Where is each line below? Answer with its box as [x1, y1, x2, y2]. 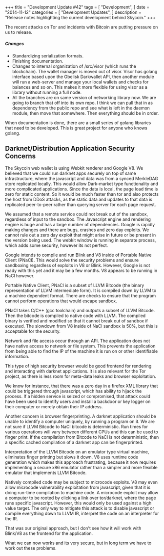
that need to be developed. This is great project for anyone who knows [5, 125, 147, 131]
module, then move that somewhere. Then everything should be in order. [12, 110, 159, 116]
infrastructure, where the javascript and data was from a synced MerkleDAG [5, 175, 159, 181]
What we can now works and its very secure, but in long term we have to [5, 540, 152, 546]
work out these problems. [5, 545, 57, 551]
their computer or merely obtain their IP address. [5, 403, 103, 409]
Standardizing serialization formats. [12, 53, 84, 58]
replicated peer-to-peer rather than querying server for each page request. [5, 201, 156, 208]
